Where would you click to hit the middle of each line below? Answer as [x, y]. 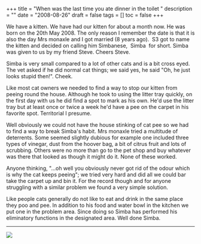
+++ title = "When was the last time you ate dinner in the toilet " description [99, 9]
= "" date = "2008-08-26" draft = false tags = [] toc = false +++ [85, 15]
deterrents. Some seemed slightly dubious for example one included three [98, 138]
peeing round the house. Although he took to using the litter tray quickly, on [99, 94]
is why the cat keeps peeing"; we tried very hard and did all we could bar [96, 175]
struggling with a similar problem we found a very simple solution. [87, 187]
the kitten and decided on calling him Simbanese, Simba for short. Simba [97, 45]
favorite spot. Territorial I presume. [49, 113]
